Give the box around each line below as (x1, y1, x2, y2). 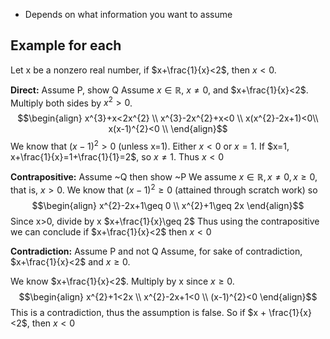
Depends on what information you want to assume (24, 9, 233, 20)
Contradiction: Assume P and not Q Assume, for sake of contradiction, (10, 245, 303, 257)
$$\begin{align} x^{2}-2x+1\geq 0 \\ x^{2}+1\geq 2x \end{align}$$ (31, 199, 305, 211)
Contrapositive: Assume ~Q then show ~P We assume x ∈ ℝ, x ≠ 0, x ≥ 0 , (10, 171, 318, 183)
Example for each (10, 37, 122, 54)
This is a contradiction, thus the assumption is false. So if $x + (10, 306, 267, 318)
